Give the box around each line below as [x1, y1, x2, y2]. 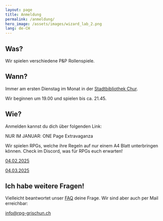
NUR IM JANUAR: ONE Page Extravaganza [5, 133, 93, 139]
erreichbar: [5, 200, 29, 206]
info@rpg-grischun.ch [5, 210, 51, 216]
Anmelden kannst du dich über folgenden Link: [5, 123, 102, 129]
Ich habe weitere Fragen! [5, 181, 84, 190]
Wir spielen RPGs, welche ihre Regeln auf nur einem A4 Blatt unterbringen [5, 142, 158, 148]
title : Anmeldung [5, 12, 42, 17]
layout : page [5, 7, 33, 13]
